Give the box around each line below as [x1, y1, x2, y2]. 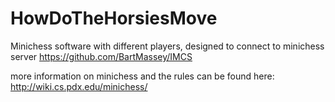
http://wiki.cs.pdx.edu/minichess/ [10, 80, 148, 92]
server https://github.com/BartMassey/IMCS [10, 50, 193, 62]
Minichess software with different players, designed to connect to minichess [10, 40, 325, 52]
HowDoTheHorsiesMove [10, 7, 218, 30]
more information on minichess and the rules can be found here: [10, 70, 275, 82]
